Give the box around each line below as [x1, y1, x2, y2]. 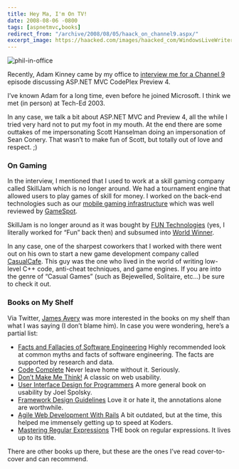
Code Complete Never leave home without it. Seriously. [17, 365, 180, 374]
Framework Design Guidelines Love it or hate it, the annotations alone [17, 395, 222, 404]
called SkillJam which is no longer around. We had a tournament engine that [7, 184, 231, 193]
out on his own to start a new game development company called [7, 249, 199, 258]
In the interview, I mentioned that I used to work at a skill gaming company [7, 177, 225, 185]
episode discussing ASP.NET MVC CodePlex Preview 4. [7, 77, 171, 86]
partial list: [7, 328, 38, 338]
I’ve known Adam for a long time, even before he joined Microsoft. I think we [7, 92, 231, 100]
